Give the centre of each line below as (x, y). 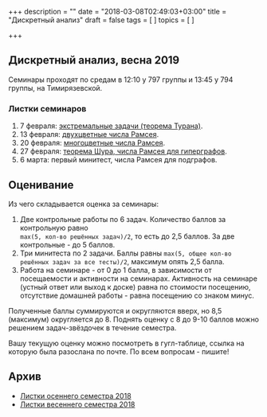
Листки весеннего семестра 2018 (77, 404)
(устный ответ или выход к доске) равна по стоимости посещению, (135, 286)
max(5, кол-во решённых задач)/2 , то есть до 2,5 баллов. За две (127, 236)
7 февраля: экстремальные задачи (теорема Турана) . (111, 126)
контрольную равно (54, 228)
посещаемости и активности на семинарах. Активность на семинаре (138, 279)
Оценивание (41, 185)
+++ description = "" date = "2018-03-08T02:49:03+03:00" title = (118, 12)
